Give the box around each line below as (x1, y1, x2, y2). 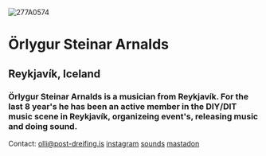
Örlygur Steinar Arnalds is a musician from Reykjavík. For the (8, 91, 249, 102)
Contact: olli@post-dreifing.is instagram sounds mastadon (8, 138, 200, 148)
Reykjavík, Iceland (8, 67, 101, 80)
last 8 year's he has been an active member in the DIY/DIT (8, 100, 237, 111)
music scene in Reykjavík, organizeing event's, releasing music (8, 111, 259, 122)
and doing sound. (8, 120, 78, 131)
